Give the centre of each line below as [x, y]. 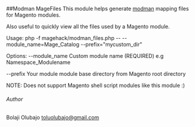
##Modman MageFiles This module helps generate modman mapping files [97, 9]
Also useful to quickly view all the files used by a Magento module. [88, 27]
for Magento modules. [33, 15]
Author [15, 99]
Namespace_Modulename [38, 62]
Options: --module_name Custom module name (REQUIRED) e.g [85, 56]
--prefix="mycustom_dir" [111, 44]
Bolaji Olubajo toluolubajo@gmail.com [53, 117]
